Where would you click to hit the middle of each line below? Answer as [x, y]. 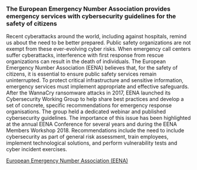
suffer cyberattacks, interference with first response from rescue [85, 55]
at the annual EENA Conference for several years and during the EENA [91, 124]
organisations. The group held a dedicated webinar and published [86, 112]
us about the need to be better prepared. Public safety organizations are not [98, 42]
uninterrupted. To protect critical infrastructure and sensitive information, [95, 80]
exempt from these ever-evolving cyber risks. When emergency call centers [98, 49]
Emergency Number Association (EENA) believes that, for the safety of [92, 68]
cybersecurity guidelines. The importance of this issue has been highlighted [98, 118]
